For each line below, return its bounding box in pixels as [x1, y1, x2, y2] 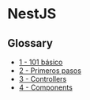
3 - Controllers [18, 75, 67, 83]
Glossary [7, 37, 53, 50]
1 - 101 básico [18, 57, 63, 67]
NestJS [7, 5, 57, 23]
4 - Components [18, 83, 73, 92]
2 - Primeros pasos [18, 66, 82, 75]
